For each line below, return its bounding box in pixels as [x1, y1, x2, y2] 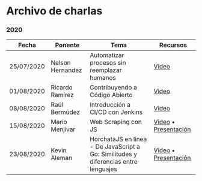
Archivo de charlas [6, 4, 103, 18]
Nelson [50, 59, 71, 67]
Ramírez [50, 91, 74, 99]
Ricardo [50, 83, 73, 92]
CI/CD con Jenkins [90, 108, 143, 116]
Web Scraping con [90, 118, 142, 126]
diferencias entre [90, 158, 138, 166]
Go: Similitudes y [90, 150, 137, 158]
